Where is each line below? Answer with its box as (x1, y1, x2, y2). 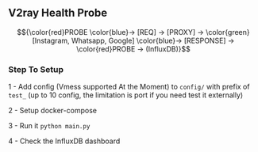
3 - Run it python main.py (8, 121, 90, 131)
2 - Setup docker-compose (8, 106, 98, 116)
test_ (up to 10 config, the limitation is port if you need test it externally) (8, 90, 244, 100)
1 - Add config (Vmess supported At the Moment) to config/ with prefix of (8, 82, 250, 92)
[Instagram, (32, 36, 70, 45)
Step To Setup (8, 63, 64, 74)
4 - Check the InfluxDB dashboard (8, 136, 121, 146)
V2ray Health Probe (8, 6, 108, 20)
